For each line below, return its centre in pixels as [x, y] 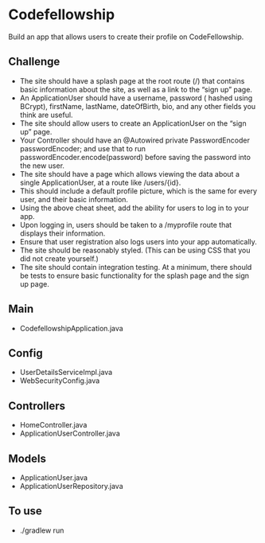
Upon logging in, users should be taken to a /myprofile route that [126, 225]
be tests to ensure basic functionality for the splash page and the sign [134, 275]
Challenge [34, 62]
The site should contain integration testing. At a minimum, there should [136, 267]
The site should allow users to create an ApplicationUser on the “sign [133, 123]
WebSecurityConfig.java [60, 381]
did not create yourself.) [59, 258]
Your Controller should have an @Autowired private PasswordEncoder [135, 140]
